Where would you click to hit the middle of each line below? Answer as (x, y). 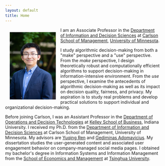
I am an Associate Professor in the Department (108, 30)
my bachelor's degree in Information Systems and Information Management (82, 153)
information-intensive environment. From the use (110, 76)
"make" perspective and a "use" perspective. (106, 55)
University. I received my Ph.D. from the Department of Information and (77, 127)
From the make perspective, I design (97, 60)
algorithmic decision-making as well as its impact (110, 86)
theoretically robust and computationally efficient (110, 66)
